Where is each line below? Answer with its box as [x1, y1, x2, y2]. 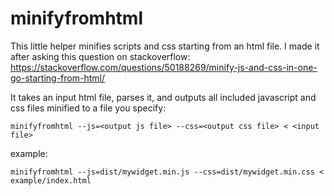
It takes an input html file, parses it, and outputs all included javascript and [10, 91, 317, 103]
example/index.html [10, 175, 92, 186]
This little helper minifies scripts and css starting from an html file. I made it [10, 40, 320, 52]
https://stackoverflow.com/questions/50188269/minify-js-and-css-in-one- [10, 61, 318, 73]
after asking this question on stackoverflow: [10, 50, 191, 62]
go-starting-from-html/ [10, 72, 105, 84]
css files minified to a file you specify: [10, 102, 167, 114]
